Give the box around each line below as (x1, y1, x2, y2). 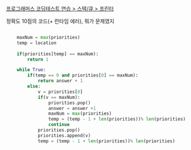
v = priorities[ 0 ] (37, 89, 83, 95)
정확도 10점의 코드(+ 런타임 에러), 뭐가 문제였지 (6, 18, 115, 25)
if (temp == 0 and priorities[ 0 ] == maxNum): (27, 72, 139, 78)
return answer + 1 (37, 78, 83, 84)
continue (48, 122, 70, 128)
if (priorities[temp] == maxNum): (17, 51, 99, 57)
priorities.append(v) (37, 132, 91, 138)
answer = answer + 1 (48, 105, 96, 111)
